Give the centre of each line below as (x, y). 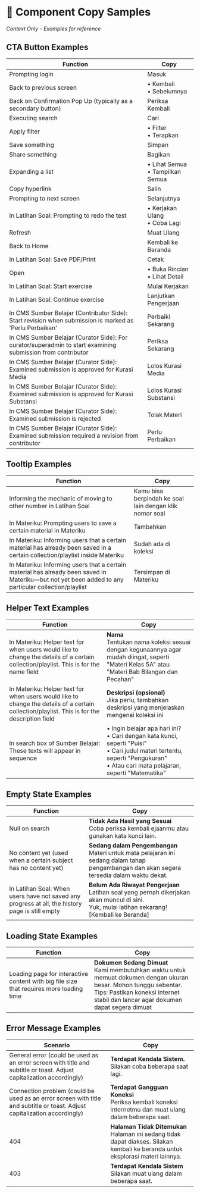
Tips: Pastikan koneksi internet (137, 992)
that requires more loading (46, 989)
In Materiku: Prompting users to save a (63, 523)
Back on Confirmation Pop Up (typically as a (71, 101)
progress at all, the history (46, 904)
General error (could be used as (54, 1055)
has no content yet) (36, 868)
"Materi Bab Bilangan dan (142, 672)
